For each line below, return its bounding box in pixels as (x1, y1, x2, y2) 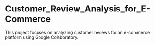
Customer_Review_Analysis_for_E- (5, 3, 151, 14)
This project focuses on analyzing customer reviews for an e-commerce (5, 29, 150, 35)
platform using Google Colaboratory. (5, 34, 78, 40)
